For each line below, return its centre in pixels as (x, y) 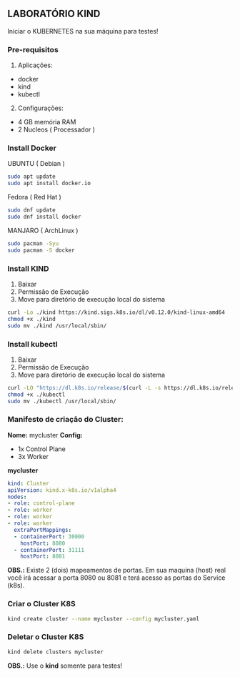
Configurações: (41, 108)
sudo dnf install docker (44, 217)
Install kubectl (33, 344)
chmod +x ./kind (31, 319)
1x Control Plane (41, 449)
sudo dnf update (31, 210)
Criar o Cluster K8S (42, 604)
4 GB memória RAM (47, 122)
